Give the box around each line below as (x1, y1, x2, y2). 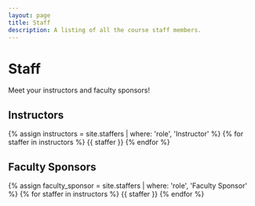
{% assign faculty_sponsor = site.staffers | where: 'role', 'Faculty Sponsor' (8, 181, 248, 190)
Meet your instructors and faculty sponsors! (8, 85, 151, 95)
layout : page (8, 11, 51, 20)
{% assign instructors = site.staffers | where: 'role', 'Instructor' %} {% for (8, 129, 244, 139)
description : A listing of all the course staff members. (8, 26, 202, 34)
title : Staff (8, 19, 51, 27)
